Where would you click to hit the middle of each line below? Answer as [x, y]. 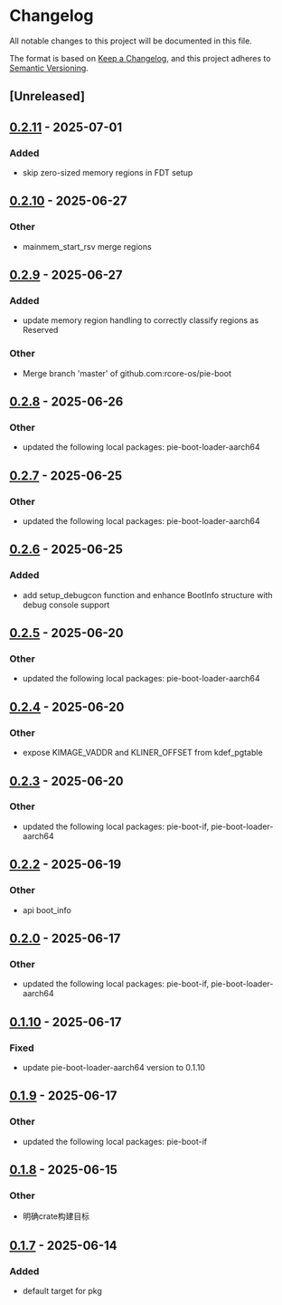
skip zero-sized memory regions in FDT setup [108, 173]
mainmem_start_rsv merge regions [87, 246]
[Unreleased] [47, 96]
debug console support [66, 605]
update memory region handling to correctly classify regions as [141, 320]
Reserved [40, 330]
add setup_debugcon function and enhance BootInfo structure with [147, 595]
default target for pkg [62, 1291]
